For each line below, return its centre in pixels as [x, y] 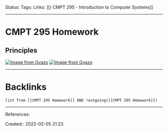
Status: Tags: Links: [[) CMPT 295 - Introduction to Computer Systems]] [79, 7]
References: [17, 114]
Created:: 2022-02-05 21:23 [34, 124]
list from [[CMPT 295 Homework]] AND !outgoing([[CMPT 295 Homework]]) [81, 100]
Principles [21, 50]
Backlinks [26, 87]
